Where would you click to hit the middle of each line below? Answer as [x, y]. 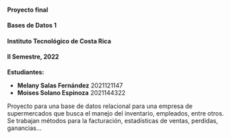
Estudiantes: [26, 72]
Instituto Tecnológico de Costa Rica [59, 41]
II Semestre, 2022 [33, 57]
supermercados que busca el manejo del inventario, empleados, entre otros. [115, 113]
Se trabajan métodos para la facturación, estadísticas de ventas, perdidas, [113, 120]
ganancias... [24, 128]
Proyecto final [28, 10]
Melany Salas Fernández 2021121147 [70, 85]
